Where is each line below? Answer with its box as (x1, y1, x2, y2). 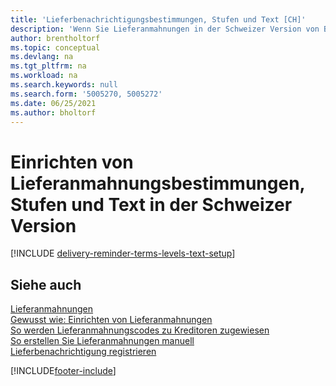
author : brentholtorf (10, 33, 101, 43)
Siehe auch (10, 276, 82, 293)
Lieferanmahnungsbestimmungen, (10, 172, 306, 195)
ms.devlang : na (10, 52, 74, 62)
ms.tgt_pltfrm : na (10, 61, 87, 71)
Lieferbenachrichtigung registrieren (10, 346, 157, 358)
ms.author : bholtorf (10, 107, 97, 118)
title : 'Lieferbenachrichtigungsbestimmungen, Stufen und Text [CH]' (10, 14, 307, 25)
